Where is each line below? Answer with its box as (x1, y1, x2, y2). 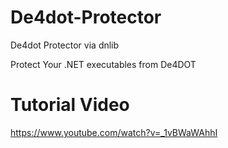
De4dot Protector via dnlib (10, 39, 120, 51)
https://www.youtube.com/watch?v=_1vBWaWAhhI (10, 126, 218, 138)
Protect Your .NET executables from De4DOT (10, 58, 197, 70)
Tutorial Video (10, 94, 130, 116)
